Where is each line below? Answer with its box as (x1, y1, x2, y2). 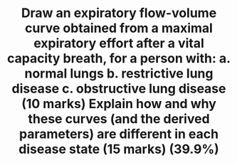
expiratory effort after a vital (33, 36, 204, 51)
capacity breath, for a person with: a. (6, 51, 231, 67)
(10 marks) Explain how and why (21, 96, 216, 112)
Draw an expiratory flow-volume (21, 5, 217, 21)
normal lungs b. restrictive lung (24, 65, 214, 82)
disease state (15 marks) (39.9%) (18, 141, 220, 157)
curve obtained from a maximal (25, 20, 213, 36)
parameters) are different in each (19, 126, 218, 142)
